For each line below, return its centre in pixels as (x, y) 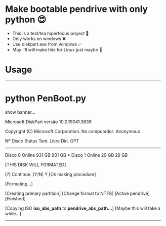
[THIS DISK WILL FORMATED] (36, 165)
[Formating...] (19, 183)
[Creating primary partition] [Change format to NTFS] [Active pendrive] (77, 193)
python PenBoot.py (46, 99)
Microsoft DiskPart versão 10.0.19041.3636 (48, 122)
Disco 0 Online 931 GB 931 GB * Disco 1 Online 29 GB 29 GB (66, 155)
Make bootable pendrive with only (77, 9)
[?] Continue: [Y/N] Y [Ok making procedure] (51, 174)
